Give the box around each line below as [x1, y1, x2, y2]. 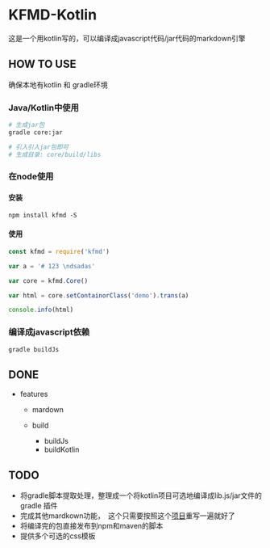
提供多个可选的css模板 [19, 531, 96, 541]
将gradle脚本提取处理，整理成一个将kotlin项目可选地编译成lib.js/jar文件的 [19, 491, 262, 500]
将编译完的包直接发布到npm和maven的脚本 [19, 521, 164, 531]
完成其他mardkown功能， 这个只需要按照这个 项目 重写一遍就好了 [19, 511, 235, 521]
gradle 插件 [19, 501, 58, 511]
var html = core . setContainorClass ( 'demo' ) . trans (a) [8, 291, 189, 300]
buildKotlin [44, 445, 80, 454]
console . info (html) [8, 306, 74, 314]
